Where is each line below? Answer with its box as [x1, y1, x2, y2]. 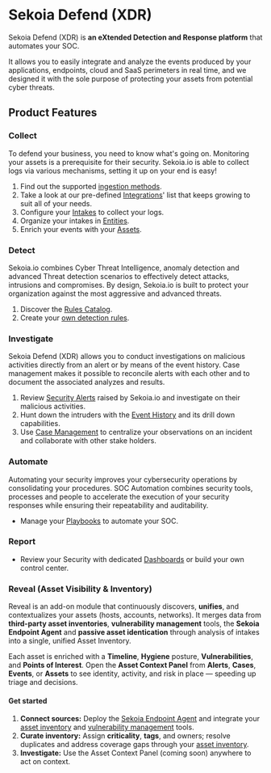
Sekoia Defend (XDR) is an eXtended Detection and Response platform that [8, 32, 263, 42]
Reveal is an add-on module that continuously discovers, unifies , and [8, 602, 240, 611]
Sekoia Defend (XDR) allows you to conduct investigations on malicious [8, 352, 246, 361]
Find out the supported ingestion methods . [19, 181, 163, 191]
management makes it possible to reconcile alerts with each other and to [8, 369, 250, 378]
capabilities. [19, 419, 60, 429]
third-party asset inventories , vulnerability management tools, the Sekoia [8, 619, 260, 628]
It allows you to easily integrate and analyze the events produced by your [8, 57, 252, 66]
